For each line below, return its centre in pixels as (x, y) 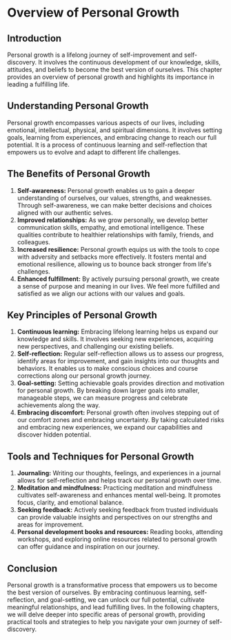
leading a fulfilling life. (39, 84)
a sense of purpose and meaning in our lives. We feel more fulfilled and (119, 286)
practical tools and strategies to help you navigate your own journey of (108, 622)
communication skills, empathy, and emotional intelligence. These (111, 227)
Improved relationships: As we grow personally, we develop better (112, 220)
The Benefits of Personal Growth (79, 174)
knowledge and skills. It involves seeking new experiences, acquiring (115, 339)
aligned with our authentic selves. (65, 212)
